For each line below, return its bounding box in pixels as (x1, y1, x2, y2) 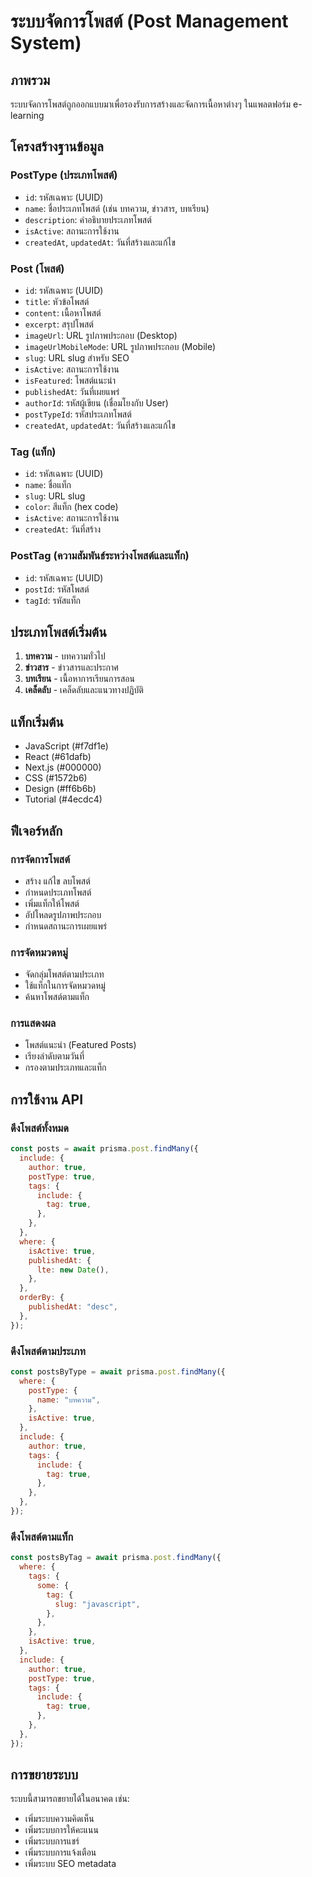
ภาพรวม (10, 71, 51, 89)
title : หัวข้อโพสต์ (24, 295, 90, 307)
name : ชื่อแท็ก (24, 479, 72, 491)
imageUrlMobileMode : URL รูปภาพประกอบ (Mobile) (24, 340, 217, 352)
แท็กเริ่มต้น (10, 713, 64, 730)
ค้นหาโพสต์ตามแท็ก (24, 991, 90, 1003)
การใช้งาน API (10, 1091, 84, 1108)
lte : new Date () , (36, 1265, 110, 1275)
